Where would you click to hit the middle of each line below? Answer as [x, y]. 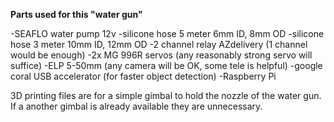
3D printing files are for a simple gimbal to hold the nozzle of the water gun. [166, 95]
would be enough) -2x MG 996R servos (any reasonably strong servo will [161, 55]
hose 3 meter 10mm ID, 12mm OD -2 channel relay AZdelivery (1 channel [159, 44]
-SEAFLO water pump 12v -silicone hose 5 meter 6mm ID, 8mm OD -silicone [167, 33]
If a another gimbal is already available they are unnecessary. [136, 106]
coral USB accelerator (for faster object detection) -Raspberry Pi [143, 76]
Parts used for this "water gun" [76, 14]
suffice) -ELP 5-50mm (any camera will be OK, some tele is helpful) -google [166, 65]
